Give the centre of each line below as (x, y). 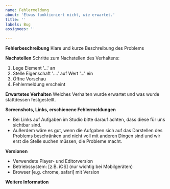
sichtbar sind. (27, 125)
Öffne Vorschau (29, 79)
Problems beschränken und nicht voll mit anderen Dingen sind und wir (87, 136)
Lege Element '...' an (34, 68)
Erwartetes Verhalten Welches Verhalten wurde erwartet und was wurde (82, 94)
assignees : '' (20, 29)
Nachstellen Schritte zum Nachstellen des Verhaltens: (63, 58)
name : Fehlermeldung (27, 10)
